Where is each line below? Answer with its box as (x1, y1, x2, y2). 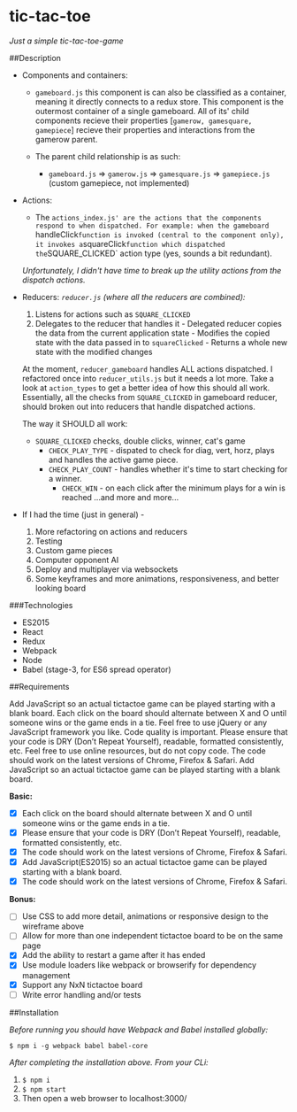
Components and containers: (21, 69, 128, 81)
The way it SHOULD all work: (21, 418, 128, 429)
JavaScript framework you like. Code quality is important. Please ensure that (9, 726, 288, 737)
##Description (9, 52, 62, 63)
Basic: (9, 791, 33, 801)
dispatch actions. (21, 274, 86, 285)
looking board (34, 583, 87, 593)
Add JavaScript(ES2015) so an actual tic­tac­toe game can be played (21, 857, 268, 868)
